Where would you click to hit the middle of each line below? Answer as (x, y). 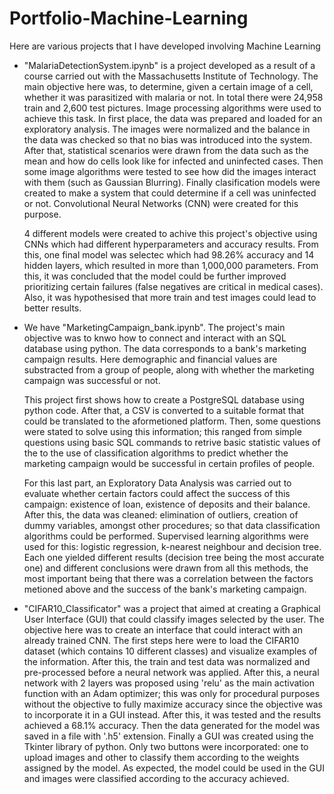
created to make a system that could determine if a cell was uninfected (170, 193)
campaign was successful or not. (92, 380)
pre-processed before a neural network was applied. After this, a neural (171, 672)
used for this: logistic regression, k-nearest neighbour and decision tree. (172, 546)
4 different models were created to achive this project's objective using (170, 233)
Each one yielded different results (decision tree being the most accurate (174, 557)
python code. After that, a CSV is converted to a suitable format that (164, 410)
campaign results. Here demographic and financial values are (150, 359)
